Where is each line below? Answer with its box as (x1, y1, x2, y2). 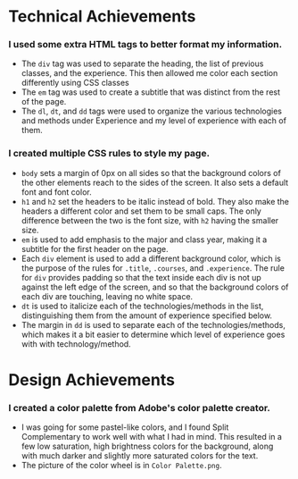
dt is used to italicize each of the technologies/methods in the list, (21, 300, 264, 311)
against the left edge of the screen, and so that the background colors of (21, 282, 289, 292)
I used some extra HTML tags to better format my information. (8, 38, 283, 51)
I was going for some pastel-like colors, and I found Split (21, 422, 229, 433)
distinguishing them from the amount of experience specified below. (21, 310, 273, 321)
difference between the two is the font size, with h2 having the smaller (21, 214, 279, 225)
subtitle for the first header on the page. (21, 243, 169, 254)
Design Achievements (8, 369, 176, 390)
